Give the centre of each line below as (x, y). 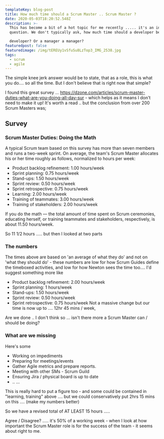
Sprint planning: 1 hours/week (42, 287)
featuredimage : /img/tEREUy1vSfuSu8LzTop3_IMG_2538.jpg (63, 50)
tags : (10, 55)
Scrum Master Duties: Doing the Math (51, 138)
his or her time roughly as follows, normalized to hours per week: (70, 158)
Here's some (18, 346)
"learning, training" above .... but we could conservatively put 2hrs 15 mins (80, 396)
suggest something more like (34, 273)
